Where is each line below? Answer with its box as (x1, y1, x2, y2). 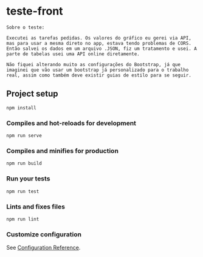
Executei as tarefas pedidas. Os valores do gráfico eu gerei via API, (6, 35, 191, 41)
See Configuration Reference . (6, 244, 81, 252)
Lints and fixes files (6, 202, 66, 211)
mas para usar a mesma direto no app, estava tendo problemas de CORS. (6, 40, 191, 46)
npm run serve (6, 132, 43, 139)
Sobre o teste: (6, 24, 45, 30)
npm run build (6, 160, 43, 166)
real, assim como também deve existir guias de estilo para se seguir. (6, 72, 191, 78)
